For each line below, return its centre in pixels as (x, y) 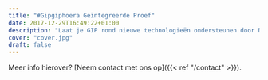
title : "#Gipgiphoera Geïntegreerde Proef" (82, 15)
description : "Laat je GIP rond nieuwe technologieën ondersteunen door (132, 30)
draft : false (30, 45)
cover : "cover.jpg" (41, 38)
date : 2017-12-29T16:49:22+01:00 (64, 23)
